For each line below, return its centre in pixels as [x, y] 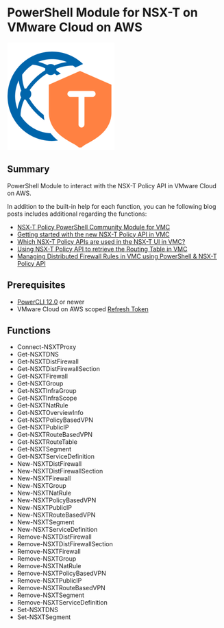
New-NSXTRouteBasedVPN [56, 515]
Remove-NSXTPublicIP [49, 581]
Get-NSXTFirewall [42, 377]
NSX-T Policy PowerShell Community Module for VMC [94, 227]
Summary [28, 169]
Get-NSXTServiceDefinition [55, 457]
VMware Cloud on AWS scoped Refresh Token [83, 309]
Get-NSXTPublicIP [43, 427]
